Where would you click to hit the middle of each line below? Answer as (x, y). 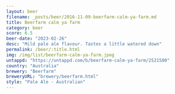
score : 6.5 (19, 33)
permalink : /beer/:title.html (43, 50)
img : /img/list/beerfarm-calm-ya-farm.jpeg (60, 55)
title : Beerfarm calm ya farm (43, 22)
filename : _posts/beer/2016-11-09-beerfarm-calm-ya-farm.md (82, 17)
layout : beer (22, 11)
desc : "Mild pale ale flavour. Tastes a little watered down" (84, 44)
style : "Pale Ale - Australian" (46, 82)
